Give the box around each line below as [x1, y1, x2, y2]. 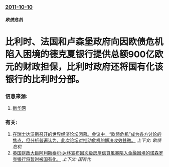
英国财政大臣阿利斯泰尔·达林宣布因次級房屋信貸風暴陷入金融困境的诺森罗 [12, 150, 163, 156]
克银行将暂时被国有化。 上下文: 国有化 [12, 156, 91, 162]
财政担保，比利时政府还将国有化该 [23, 61, 164, 72]
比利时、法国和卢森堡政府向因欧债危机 [5, 36, 164, 47]
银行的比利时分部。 [5, 74, 85, 85]
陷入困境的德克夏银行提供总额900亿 [5, 49, 154, 60]
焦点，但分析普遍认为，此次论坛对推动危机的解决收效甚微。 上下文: [12, 137, 151, 143]
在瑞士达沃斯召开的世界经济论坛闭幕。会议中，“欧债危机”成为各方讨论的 [12, 131, 162, 137]
